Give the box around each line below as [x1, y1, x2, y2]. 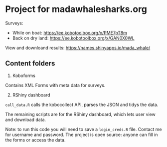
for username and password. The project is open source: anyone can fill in [5, 131, 158, 137]
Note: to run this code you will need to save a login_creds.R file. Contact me [5, 126, 162, 132]
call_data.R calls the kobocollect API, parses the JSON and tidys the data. [5, 101, 159, 107]
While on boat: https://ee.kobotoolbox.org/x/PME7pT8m [12, 29, 127, 35]
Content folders [5, 59, 55, 68]
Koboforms [12, 72, 36, 78]
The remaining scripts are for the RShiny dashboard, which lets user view [5, 111, 156, 117]
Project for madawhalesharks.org [5, 3, 147, 15]
